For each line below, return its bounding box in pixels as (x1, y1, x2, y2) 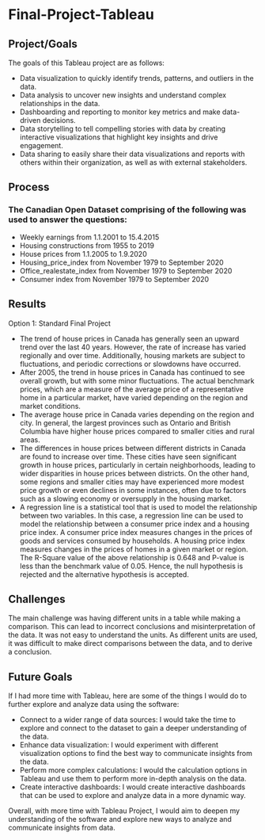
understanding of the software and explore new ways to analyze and (8, 815, 232, 824)
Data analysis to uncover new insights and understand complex (19, 90, 227, 100)
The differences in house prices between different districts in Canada (19, 443, 247, 452)
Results (8, 297, 47, 311)
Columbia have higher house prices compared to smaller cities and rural (19, 426, 255, 436)
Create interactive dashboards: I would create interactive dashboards (19, 782, 246, 792)
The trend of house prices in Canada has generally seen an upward (19, 334, 240, 343)
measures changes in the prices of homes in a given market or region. (19, 544, 248, 554)
